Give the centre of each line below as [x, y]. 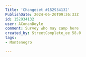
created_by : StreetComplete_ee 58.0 [43, 33]
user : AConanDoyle [24, 24]
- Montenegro [19, 42]
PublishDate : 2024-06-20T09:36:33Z [42, 14]
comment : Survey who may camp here [42, 28]
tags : [11, 38]
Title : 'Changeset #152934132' [38, 10]
